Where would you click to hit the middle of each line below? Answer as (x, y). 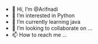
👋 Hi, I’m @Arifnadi (35, 9)
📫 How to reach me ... (39, 35)
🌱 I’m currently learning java (46, 22)
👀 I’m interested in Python (43, 15)
